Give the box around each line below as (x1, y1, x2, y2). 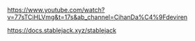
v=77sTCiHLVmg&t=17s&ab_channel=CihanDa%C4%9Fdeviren (7, 13, 188, 21)
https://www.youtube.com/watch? (7, 6, 105, 14)
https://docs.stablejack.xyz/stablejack (7, 27, 117, 34)
